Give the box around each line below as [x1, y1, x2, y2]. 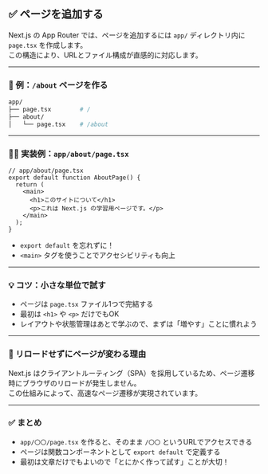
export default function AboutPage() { [8, 174, 141, 182]
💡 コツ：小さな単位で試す [8, 280, 106, 291]
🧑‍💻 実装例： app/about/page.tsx [8, 148, 129, 159]
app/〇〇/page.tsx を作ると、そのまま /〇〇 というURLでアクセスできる [19, 437, 253, 446]
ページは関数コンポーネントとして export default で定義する [19, 447, 221, 456]
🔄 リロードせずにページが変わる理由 [8, 349, 147, 360]
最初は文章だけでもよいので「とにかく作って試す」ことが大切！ [19, 456, 230, 466]
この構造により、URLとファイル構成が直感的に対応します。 [8, 50, 203, 60]
